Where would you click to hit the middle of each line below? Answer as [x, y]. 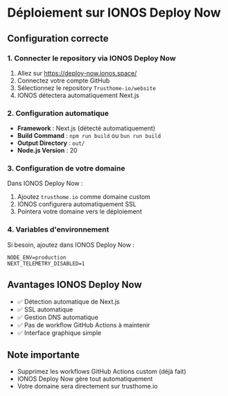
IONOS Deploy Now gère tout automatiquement [85, 379]
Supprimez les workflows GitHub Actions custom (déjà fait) [102, 372]
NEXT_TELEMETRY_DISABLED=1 [46, 264]
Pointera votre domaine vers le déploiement [79, 212]
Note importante [43, 355]
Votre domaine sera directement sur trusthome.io [87, 386]
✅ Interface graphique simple [59, 333]
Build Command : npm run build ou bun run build [89, 136]
